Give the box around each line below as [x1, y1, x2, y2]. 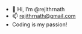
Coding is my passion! [11, 21, 68, 28]
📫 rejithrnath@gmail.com [11, 13, 76, 19]
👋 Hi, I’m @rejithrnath [11, 6, 65, 13]
